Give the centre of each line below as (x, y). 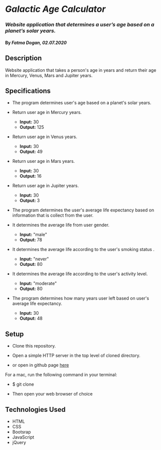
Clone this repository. (34, 346)
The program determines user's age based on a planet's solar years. (82, 103)
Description (23, 58)
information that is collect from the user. (53, 215)
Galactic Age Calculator (55, 9)
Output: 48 (31, 318)
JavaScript (23, 437)
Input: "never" (34, 259)
